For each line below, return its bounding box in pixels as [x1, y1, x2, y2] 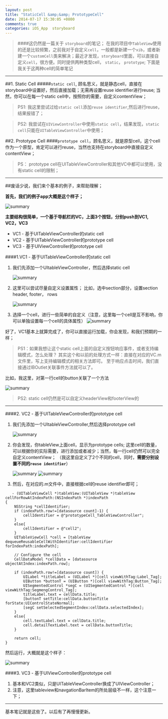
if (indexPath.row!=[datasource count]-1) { [14, 509, 108, 514]
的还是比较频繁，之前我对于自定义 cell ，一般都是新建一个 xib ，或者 [17, 47, 156, 53]
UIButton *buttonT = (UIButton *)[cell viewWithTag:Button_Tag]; [23, 579, 162, 584]
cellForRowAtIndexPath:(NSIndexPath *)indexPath [5, 495, 108, 501]
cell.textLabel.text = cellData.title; [23, 618, 106, 624]
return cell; [14, 636, 41, 641]
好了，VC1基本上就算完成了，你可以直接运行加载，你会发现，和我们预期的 [5, 329, 158, 335]
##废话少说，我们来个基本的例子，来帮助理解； [5, 183, 103, 189]
